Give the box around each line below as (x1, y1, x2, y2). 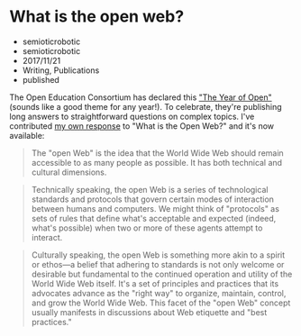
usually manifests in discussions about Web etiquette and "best (31, 306, 268, 317)
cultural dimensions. (31, 167, 107, 177)
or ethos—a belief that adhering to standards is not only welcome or (31, 259, 285, 269)
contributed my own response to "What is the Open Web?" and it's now (9, 120, 275, 132)
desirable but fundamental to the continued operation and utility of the (31, 268, 293, 279)
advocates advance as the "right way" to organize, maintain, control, (31, 287, 287, 298)
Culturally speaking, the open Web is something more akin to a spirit (31, 250, 286, 260)
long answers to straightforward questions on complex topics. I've (9, 111, 255, 122)
